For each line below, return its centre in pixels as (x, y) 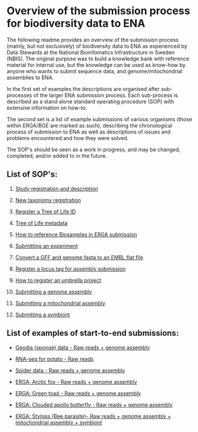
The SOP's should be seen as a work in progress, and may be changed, (94, 150)
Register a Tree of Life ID (45, 212)
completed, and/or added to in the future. (57, 155)
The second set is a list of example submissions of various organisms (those (100, 119)
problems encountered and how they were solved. (68, 138)
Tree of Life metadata (41, 223)
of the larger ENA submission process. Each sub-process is (106, 95)
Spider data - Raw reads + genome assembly (70, 370)
